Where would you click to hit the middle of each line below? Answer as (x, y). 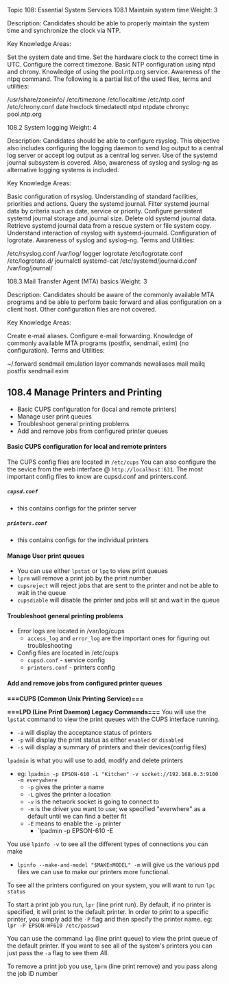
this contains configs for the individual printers (83, 540)
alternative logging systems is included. (63, 170)
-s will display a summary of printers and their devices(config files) (112, 747)
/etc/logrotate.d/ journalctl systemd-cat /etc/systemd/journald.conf (102, 261)
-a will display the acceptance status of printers (84, 732)
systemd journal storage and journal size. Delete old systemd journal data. (112, 218)
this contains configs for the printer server (77, 508)
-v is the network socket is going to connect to (93, 801)
